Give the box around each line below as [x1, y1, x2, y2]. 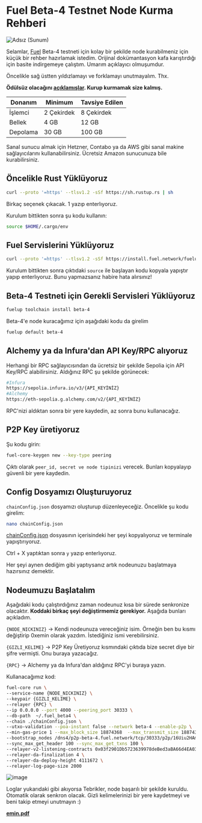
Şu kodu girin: [6, 440, 41, 448]
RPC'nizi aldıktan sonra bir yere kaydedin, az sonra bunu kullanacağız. [6, 407, 180, 415]
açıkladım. [6, 614, 32, 621]
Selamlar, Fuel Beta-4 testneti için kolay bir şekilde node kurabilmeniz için [6, 47, 189, 55]
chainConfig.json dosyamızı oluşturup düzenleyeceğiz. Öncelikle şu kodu [6, 503, 189, 510]
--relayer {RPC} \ [6, 701, 52, 708]
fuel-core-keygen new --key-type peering [6, 452, 112, 458]
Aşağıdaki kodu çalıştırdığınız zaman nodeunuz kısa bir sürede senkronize [6, 601, 189, 609]
